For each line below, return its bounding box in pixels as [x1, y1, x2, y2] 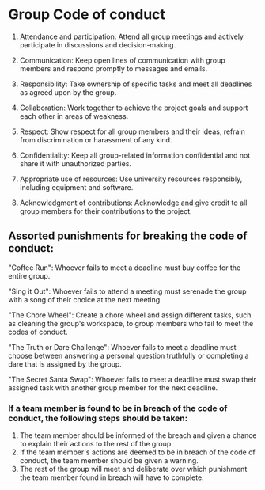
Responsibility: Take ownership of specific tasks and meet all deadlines [19, 79, 252, 89]
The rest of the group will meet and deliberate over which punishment [19, 465, 248, 474]
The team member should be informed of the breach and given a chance [19, 431, 257, 440]
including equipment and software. [19, 182, 134, 192]
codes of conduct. [8, 327, 69, 336]
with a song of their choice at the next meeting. [8, 294, 162, 304]
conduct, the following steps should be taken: [8, 412, 188, 424]
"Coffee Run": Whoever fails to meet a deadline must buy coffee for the [8, 263, 241, 272]
